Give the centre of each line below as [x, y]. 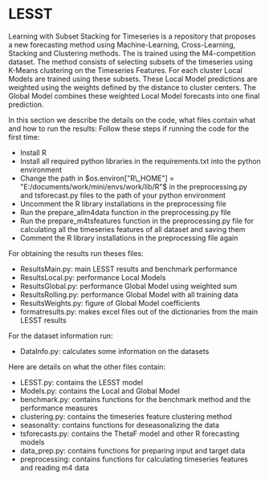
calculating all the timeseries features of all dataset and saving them [132, 229]
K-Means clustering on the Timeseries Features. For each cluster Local [125, 70]
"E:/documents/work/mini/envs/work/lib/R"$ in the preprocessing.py [133, 186]
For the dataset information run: [61, 336]
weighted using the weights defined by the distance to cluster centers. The [132, 87]
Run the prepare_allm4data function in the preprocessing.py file [125, 212]
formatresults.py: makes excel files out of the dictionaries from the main [139, 311]
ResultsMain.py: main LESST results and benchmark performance [128, 269]
